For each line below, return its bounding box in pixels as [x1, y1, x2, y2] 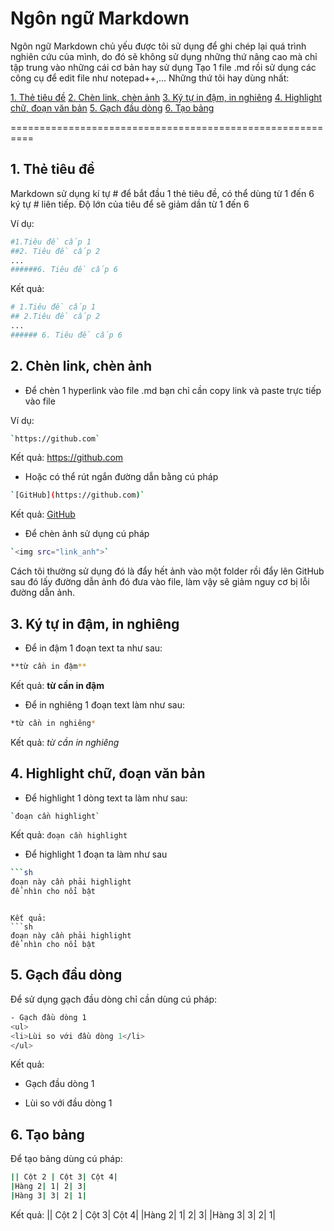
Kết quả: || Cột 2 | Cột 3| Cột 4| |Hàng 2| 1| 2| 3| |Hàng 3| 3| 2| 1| [10, 1208, 277, 1221]
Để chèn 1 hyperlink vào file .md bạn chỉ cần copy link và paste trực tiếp [24, 384, 322, 396]
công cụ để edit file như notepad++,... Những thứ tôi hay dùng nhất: [10, 72, 290, 84]
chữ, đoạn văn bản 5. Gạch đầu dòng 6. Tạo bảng [10, 102, 215, 114]
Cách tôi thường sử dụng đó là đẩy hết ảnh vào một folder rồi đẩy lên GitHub [10, 565, 325, 577]
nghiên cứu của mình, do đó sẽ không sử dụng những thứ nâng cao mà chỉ [10, 50, 318, 62]
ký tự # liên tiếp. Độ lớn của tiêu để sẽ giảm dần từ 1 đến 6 [10, 198, 250, 210]
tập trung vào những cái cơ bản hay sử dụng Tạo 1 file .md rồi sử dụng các [10, 61, 317, 73]
